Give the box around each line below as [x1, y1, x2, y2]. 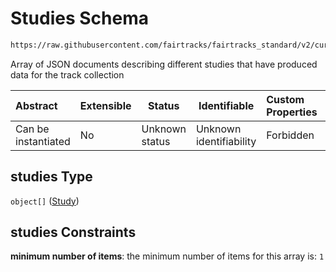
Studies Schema [10, 7, 149, 30]
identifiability [195, 134, 257, 148]
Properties [266, 105, 318, 119]
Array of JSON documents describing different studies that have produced [10, 58, 318, 70]
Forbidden [266, 128, 315, 142]
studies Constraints [10, 224, 137, 241]
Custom [266, 92, 305, 106]
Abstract [15, 98, 58, 112]
